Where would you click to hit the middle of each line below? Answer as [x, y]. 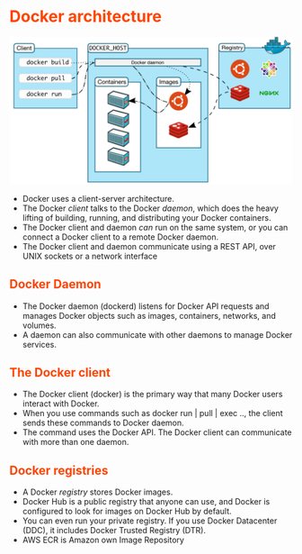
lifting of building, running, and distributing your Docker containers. [147, 217]
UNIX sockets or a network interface [90, 256]
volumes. [39, 325]
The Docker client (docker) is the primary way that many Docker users [152, 395]
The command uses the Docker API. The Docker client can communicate [157, 432]
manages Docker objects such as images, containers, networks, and [149, 315]
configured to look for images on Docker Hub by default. [127, 512]
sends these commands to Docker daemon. [103, 423]
